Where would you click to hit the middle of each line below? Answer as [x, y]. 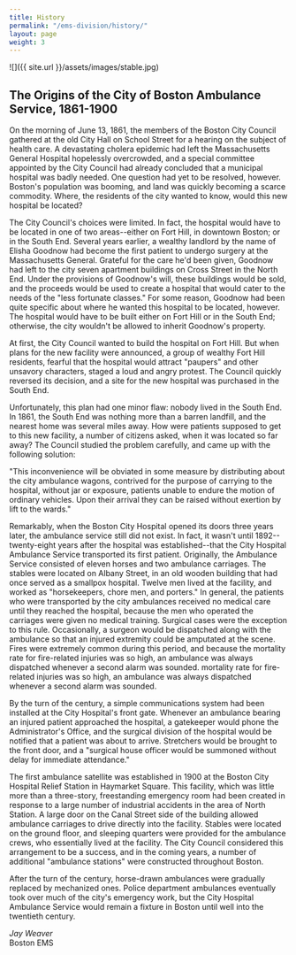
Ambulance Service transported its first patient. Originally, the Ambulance [143, 555]
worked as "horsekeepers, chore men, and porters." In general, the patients [147, 592]
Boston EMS [32, 943]
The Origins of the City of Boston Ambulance [135, 95]
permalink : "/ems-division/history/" [79, 26]
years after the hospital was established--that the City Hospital [172, 545]
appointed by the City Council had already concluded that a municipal [136, 168]
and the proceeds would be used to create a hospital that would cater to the [147, 289]
